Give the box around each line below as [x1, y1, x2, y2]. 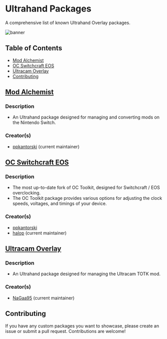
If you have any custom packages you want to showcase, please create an [5, 322, 159, 329]
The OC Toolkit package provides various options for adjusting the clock [12, 195, 162, 201]
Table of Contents [5, 44, 63, 53]
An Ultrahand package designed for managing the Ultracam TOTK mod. [12, 271, 160, 277]
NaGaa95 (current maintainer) [12, 295, 75, 301]
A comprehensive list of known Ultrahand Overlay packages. [5, 20, 130, 26]
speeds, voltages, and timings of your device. [12, 200, 107, 206]
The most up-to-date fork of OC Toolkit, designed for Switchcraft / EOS [12, 184, 160, 191]
